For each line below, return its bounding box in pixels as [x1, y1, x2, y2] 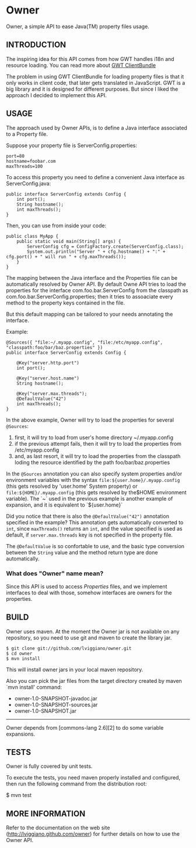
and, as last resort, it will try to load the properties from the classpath [14, 452, 181, 460]
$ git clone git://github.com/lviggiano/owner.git [6, 645, 132, 651]
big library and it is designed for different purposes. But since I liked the [6, 86, 178, 93]
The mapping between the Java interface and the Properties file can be [6, 274, 178, 281]
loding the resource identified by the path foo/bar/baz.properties [14, 459, 170, 466]
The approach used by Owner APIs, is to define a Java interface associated [6, 124, 188, 131]
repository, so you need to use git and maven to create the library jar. [6, 634, 172, 641]
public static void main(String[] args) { [16, 238, 121, 244]
